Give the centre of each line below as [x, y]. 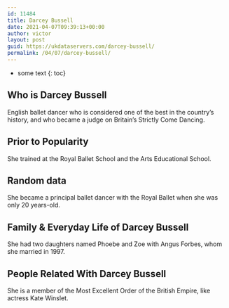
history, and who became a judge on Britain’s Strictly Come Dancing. [106, 120]
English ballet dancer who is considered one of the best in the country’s [111, 112]
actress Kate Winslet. [38, 298]
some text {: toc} [42, 73]
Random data [37, 180]
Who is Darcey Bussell [57, 95]
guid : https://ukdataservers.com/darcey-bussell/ [81, 46]
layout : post [26, 40]
